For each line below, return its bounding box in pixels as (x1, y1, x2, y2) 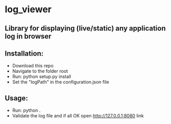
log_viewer (5, 4, 52, 15)
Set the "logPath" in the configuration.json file (12, 79, 110, 85)
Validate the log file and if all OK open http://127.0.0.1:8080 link (12, 113, 144, 119)
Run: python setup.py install (12, 73, 71, 80)
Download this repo (12, 63, 54, 69)
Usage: (5, 93, 29, 103)
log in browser (5, 32, 52, 40)
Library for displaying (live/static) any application (5, 24, 166, 33)
